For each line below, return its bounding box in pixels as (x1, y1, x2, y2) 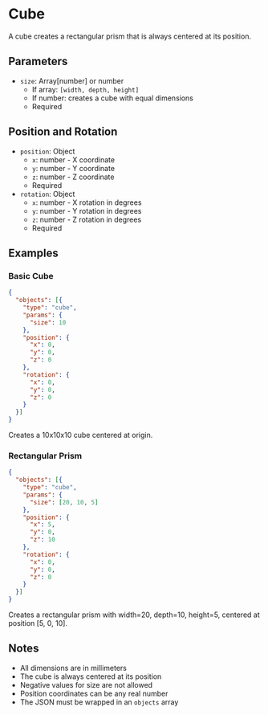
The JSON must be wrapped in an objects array (19, 697, 179, 707)
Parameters (8, 55, 68, 68)
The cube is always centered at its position (19, 672, 162, 681)
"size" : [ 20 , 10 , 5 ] (29, 498, 99, 506)
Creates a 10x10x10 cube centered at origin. (8, 431, 153, 439)
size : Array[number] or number (19, 76, 124, 85)
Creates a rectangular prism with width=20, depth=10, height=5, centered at (8, 610, 260, 619)
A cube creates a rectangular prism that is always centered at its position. (8, 31, 251, 41)
